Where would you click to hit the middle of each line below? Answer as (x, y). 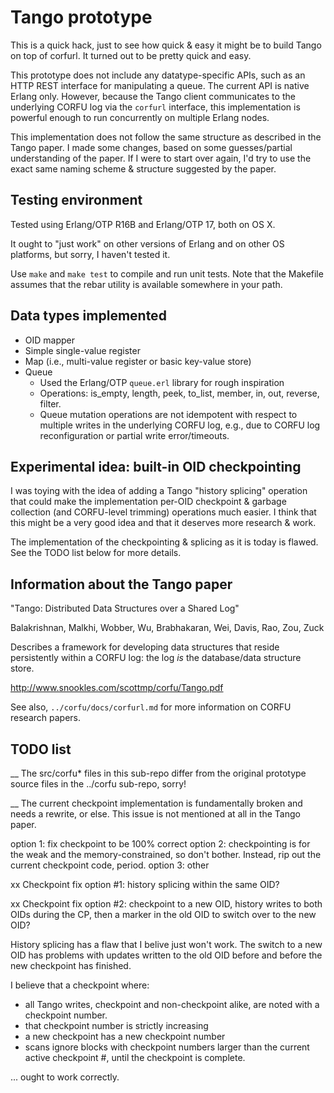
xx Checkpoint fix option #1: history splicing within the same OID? (145, 884)
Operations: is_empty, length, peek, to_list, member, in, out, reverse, (179, 393)
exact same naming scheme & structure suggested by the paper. (143, 168)
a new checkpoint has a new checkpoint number (125, 1036)
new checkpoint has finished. (71, 965)
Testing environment (76, 200)
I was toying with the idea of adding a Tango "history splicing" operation (159, 491)
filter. (50, 403)
